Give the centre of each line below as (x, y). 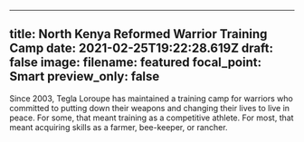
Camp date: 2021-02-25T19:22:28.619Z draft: (142, 48)
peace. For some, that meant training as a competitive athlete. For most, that (152, 118)
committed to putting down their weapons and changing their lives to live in (150, 108)
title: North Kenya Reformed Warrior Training (138, 34)
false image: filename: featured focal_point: (136, 63)
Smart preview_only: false (85, 76)
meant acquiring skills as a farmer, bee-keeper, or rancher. (119, 127)
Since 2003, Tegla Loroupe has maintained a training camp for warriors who (152, 98)
